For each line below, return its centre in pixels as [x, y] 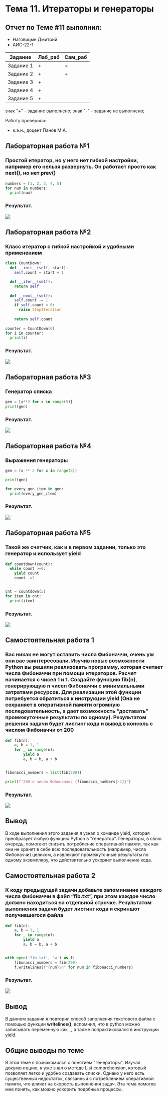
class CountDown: [23, 263]
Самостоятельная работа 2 [50, 876]
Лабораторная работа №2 [48, 232]
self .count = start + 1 [39, 273]
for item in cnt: [23, 596]
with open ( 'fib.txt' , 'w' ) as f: [40, 958]
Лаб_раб [49, 57]
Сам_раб [76, 57]
